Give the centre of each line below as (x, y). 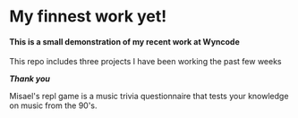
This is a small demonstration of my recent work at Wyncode (124, 41)
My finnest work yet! (88, 17)
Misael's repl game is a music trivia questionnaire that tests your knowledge (149, 97)
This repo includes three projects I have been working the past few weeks (145, 62)
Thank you (30, 79)
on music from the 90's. (53, 105)
